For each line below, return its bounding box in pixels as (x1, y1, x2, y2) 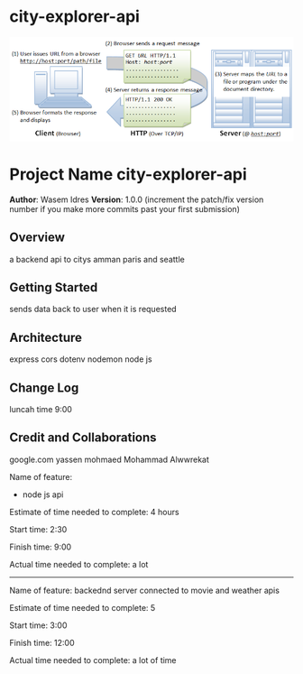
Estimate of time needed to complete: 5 (9, 602, 156, 613)
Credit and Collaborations (9, 430, 157, 446)
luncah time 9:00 (9, 403, 72, 414)
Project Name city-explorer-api (9, 164, 248, 184)
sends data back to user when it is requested (9, 304, 178, 315)
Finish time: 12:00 (9, 637, 75, 648)
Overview (9, 230, 66, 245)
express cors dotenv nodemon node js (9, 354, 152, 365)
